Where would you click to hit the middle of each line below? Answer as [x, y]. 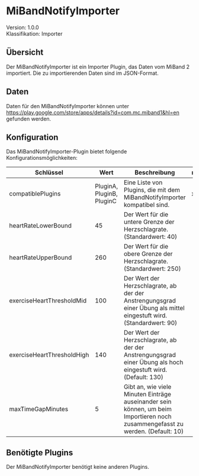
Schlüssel [49, 172]
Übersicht [25, 53]
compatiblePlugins [35, 194]
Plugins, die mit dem [152, 190]
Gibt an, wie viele [147, 387]
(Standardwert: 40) [150, 237]
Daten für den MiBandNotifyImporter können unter [68, 106]
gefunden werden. [29, 119]
